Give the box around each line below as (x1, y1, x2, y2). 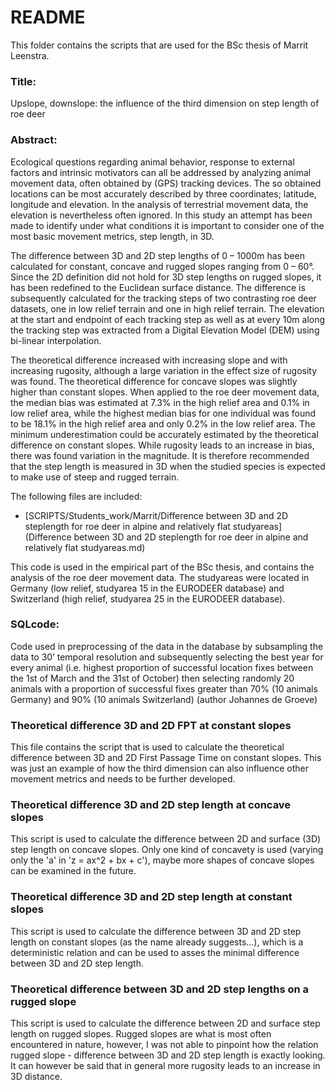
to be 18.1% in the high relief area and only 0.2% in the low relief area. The (10, 417, 316, 430)
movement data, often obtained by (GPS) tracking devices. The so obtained (10, 177, 322, 189)
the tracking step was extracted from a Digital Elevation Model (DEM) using (10, 324, 320, 336)
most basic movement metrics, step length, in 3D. (10, 230, 215, 242)
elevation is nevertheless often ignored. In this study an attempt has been (10, 209, 313, 221)
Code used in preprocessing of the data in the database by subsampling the (10, 640, 324, 652)
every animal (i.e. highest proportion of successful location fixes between (10, 661, 314, 673)
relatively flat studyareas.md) (24, 541, 146, 553)
